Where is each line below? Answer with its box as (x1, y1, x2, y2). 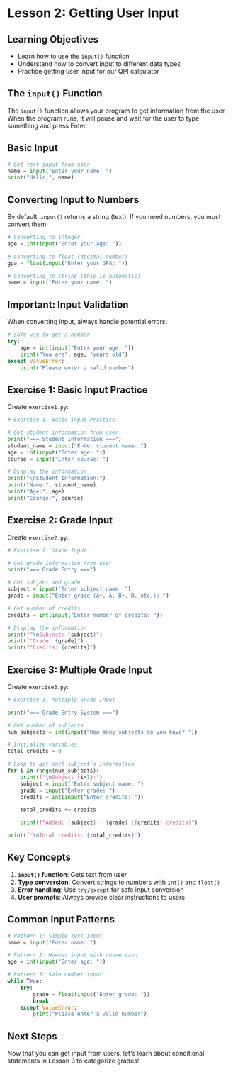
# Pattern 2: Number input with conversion (7, 951, 138, 959)
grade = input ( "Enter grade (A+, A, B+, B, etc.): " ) (7, 592, 170, 599)
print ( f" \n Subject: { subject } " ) (7, 631, 103, 638)
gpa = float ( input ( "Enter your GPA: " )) (7, 259, 129, 267)
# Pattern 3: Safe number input (7, 971, 103, 978)
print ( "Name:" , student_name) (7, 481, 97, 488)
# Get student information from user (7, 429, 119, 437)
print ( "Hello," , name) (7, 174, 74, 182)
